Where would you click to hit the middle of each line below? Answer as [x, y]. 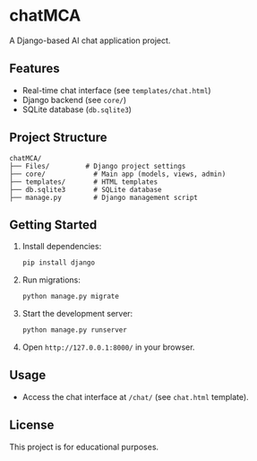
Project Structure [58, 138]
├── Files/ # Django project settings [98, 166]
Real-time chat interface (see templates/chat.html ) [117, 90]
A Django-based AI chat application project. [90, 40]
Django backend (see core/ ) [74, 100]
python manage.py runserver [74, 330]
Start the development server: [77, 314]
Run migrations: [51, 280]
